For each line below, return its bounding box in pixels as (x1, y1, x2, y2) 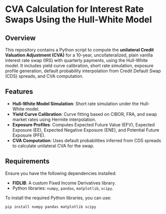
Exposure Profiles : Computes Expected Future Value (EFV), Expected (12, 121, 155, 127)
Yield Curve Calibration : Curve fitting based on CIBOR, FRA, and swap (12, 111, 157, 117)
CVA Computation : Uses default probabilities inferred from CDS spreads (12, 137, 162, 143)
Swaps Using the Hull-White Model (5, 14, 152, 25)
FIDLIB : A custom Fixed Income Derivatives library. (12, 180, 116, 186)
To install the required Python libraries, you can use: (5, 195, 111, 201)
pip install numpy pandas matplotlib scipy (5, 204, 97, 209)
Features (5, 88, 33, 96)
